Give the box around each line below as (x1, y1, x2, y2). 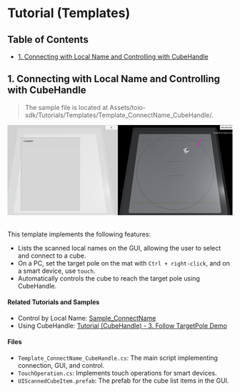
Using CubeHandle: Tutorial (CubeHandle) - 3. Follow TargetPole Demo (17, 321, 227, 330)
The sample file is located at (24, 103, 109, 111)
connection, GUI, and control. (17, 361, 105, 370)
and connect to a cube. (17, 251, 86, 260)
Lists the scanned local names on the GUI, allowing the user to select (17, 243, 221, 252)
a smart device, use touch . (17, 266, 96, 275)
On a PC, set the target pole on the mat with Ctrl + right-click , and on (17, 258, 230, 267)
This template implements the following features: (7, 230, 151, 238)
